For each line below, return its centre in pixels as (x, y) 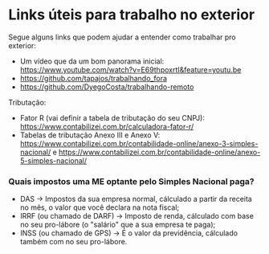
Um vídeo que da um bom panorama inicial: (92, 61)
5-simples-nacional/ (53, 160)
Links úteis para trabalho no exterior (132, 15)
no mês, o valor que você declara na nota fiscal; (100, 207)
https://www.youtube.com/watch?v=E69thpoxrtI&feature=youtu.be (130, 69)
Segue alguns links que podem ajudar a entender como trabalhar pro (122, 37)
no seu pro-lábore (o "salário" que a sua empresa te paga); (118, 225)
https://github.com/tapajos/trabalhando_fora (93, 78)
